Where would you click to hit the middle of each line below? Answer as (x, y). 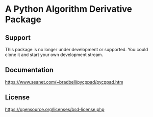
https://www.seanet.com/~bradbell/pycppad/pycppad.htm (64, 82)
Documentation (29, 70)
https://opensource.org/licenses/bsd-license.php (55, 109)
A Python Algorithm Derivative (69, 9)
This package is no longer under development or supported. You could (76, 49)
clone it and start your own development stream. (54, 55)
